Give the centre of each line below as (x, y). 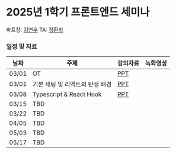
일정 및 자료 (22, 46)
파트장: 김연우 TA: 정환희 (35, 30)
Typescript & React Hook (67, 94)
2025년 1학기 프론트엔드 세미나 (78, 12)
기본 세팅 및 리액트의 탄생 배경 (72, 85)
